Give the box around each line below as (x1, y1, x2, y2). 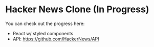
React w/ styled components (12, 30, 74, 36)
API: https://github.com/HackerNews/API (12, 36, 99, 42)
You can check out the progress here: (5, 20, 85, 27)
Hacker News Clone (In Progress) (5, 4, 149, 15)
